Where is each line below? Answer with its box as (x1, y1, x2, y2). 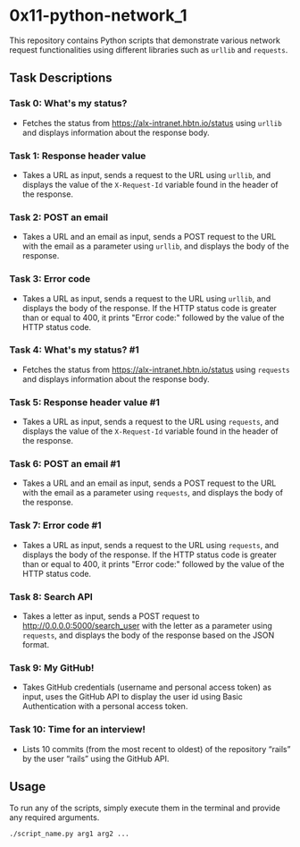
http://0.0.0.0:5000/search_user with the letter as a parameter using (21, 621, 272, 631)
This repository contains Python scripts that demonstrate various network (9, 35, 281, 46)
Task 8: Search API (9, 590, 94, 603)
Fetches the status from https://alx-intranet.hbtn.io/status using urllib (21, 117, 283, 128)
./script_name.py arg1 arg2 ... (9, 829, 129, 839)
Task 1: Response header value (9, 149, 146, 162)
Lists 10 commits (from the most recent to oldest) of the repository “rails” (21, 743, 291, 754)
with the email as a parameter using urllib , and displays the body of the (21, 241, 289, 251)
